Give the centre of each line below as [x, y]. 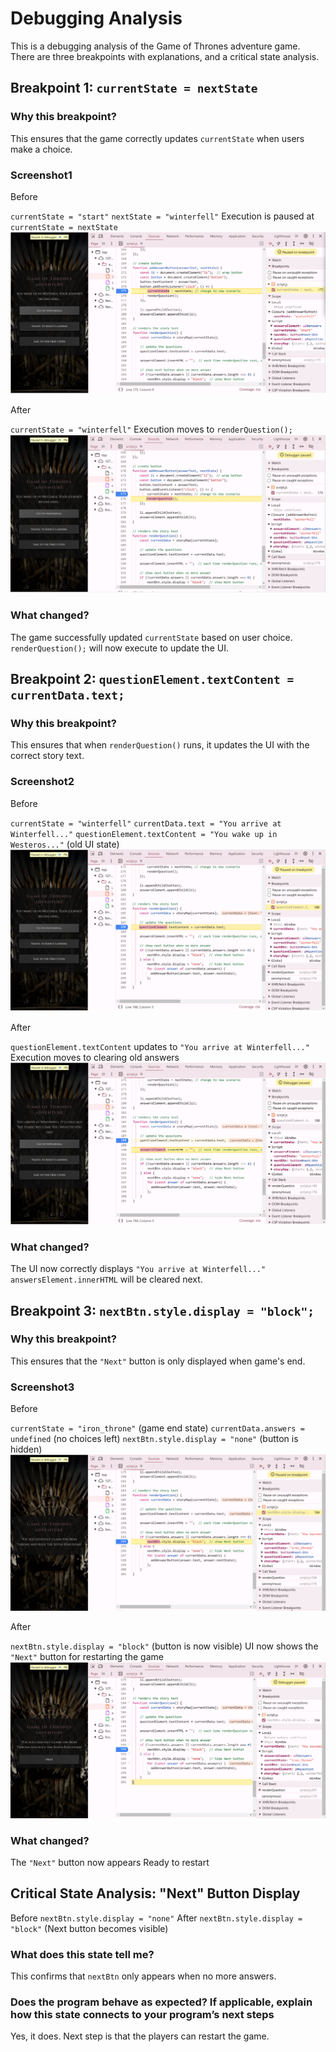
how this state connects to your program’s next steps [142, 2014]
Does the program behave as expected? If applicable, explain [161, 2002]
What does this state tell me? [82, 1954]
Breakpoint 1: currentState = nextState [134, 88]
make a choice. [41, 149]
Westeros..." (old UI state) [65, 844]
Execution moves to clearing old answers [95, 1058]
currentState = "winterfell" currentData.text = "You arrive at [146, 823]
